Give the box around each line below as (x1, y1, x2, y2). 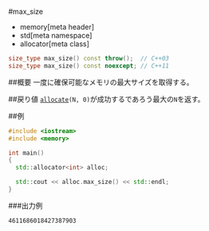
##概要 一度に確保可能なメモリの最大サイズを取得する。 (8, 77, 194, 87)
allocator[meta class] (19, 39, 90, 49)
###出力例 (8, 201, 43, 210)
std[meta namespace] (19, 31, 93, 40)
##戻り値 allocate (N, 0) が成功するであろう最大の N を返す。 (8, 94, 205, 104)
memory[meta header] (19, 22, 94, 31)
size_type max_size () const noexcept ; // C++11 (8, 61, 170, 70)
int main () (8, 149, 45, 157)
